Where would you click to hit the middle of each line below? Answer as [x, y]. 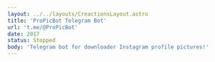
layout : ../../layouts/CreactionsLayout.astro [78, 14]
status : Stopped [31, 41]
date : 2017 [24, 34]
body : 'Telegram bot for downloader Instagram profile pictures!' [108, 47]
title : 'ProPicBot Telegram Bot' [57, 21]
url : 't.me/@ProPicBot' [43, 27]
